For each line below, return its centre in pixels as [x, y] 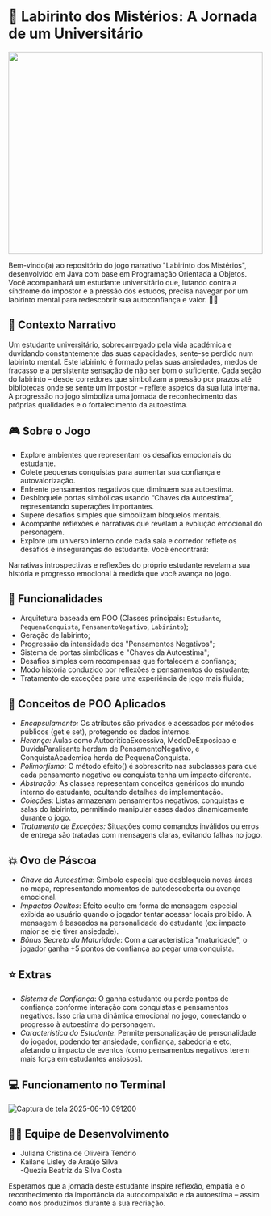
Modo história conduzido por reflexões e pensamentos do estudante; [135, 669]
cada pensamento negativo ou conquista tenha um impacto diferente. [135, 775]
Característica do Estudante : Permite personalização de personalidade [138, 1032]
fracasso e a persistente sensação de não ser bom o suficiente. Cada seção [135, 370]
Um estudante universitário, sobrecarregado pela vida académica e [120, 344]
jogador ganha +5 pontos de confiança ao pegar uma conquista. [127, 948]
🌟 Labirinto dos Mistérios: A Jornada [133, 17]
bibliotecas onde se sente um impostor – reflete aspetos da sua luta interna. [134, 387]
